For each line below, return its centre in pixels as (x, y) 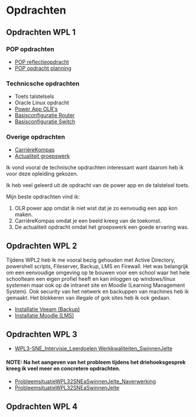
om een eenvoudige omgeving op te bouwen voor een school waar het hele (98, 272)
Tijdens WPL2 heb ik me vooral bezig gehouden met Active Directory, (91, 260)
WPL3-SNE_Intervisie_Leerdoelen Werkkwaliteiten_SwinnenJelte (94, 349)
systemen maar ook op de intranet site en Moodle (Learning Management (96, 286)
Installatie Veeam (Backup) (47, 309)
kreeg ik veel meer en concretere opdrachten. (63, 368)
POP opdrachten (30, 49)
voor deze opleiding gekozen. (42, 174)
